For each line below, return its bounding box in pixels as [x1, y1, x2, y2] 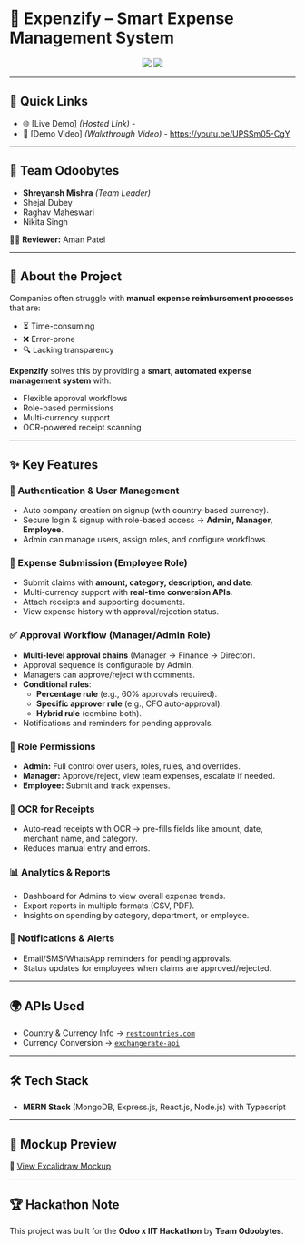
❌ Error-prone [22, 334, 75, 345]
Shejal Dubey [22, 197, 73, 207]
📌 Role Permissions [9, 740, 96, 753]
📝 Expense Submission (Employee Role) [9, 556, 188, 569]
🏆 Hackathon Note [9, 1197, 120, 1212]
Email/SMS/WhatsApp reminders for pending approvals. [22, 953, 232, 964]
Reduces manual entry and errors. [22, 843, 151, 854]
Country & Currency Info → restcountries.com [22, 1027, 195, 1038]
